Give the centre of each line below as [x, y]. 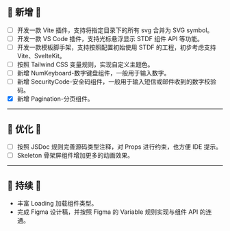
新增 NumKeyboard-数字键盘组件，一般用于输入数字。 [93, 73]
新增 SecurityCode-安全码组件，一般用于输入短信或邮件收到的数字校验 [117, 82]
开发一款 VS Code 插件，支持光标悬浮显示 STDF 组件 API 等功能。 [110, 38]
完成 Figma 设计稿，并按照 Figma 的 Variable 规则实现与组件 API [107, 212]
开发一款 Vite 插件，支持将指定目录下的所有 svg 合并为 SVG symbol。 [115, 30]
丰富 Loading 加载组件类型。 [57, 203]
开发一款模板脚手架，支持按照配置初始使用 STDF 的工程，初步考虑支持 [116, 47]
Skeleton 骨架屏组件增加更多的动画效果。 [75, 156]
